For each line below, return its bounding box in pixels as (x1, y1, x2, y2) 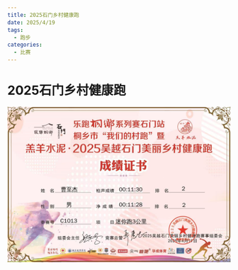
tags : (7, 26, 23, 33)
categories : (7, 41, 42, 49)
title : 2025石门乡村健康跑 (7, 11, 79, 18)
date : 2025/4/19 (7, 18, 55, 26)
